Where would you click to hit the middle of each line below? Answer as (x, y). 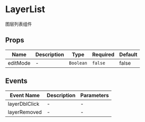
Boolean (78, 63)
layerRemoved (25, 112)
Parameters (94, 95)
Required (103, 54)
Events (16, 81)
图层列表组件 (18, 24)
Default (128, 54)
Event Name (25, 95)
